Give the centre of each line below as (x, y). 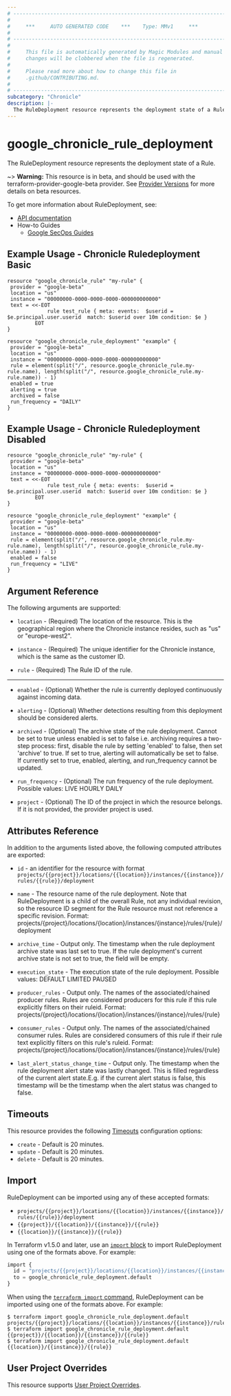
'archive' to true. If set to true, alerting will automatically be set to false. (118, 754)
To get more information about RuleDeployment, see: (82, 204)
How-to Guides (38, 225)
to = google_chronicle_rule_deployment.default (83, 1277)
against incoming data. (49, 697)
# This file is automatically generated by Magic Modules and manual (115, 52)
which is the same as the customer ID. (71, 657)
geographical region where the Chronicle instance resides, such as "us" (119, 629)
